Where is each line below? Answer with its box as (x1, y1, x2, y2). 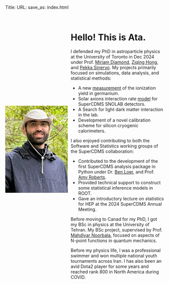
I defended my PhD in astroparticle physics (70, 48, 160, 54)
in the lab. (78, 111, 99, 118)
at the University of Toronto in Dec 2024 (70, 53, 155, 60)
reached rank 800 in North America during (70, 268, 159, 274)
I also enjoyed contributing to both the (70, 137, 150, 143)
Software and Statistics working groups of (70, 143, 158, 149)
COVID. (70, 274, 86, 280)
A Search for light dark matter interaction (78, 106, 163, 112)
